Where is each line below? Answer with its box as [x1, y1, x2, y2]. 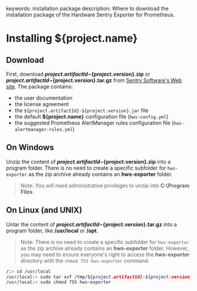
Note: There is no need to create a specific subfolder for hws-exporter [20, 238, 189, 245]
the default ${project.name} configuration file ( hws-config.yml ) [14, 113, 169, 120]
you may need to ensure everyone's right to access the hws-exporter [20, 251, 189, 258]
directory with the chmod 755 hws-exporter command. [20, 257, 150, 264]
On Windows [6, 143, 55, 153]
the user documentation [14, 94, 73, 101]
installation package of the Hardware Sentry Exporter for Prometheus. [6, 11, 175, 18]
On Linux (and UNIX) [6, 205, 83, 215]
